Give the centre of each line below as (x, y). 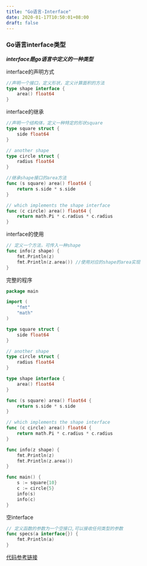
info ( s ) (26, 494)
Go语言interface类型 (36, 45)
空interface (20, 517)
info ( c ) (26, 499)
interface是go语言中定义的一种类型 (50, 59)
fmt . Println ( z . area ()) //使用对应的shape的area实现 (79, 262)
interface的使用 (25, 234)
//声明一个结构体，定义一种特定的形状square (54, 123)
